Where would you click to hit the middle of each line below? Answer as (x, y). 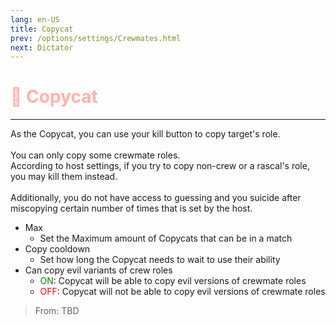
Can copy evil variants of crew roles (98, 270)
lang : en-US (35, 19)
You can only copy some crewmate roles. (95, 155)
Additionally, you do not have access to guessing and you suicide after (156, 198)
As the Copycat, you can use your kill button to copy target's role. (145, 134)
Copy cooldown (57, 249)
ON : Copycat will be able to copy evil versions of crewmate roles (173, 281)
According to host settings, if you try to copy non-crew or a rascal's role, (160, 166)
